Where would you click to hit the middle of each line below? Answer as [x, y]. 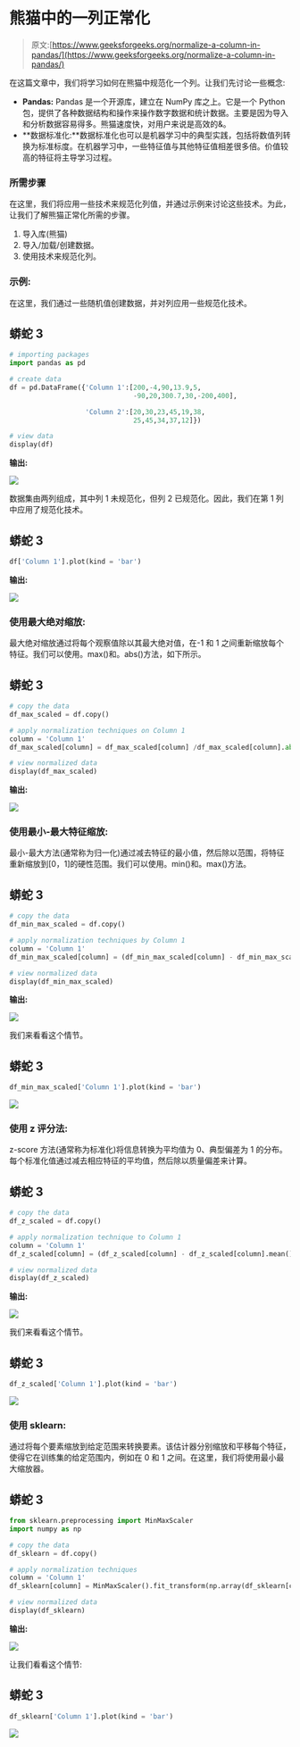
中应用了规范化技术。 [48, 510]
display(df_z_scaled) [50, 1278]
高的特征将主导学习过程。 [69, 157]
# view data [31, 437]
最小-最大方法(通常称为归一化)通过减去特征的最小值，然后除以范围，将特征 [147, 853]
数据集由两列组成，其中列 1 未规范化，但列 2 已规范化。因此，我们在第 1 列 [146, 499]
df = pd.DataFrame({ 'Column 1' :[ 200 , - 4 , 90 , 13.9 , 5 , [105, 387]
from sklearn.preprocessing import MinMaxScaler [101, 1521]
